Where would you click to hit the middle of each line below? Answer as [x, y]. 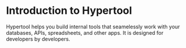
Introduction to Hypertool [69, 11]
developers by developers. [38, 39]
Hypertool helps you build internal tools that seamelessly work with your [93, 27]
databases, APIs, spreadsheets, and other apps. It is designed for [85, 32]
